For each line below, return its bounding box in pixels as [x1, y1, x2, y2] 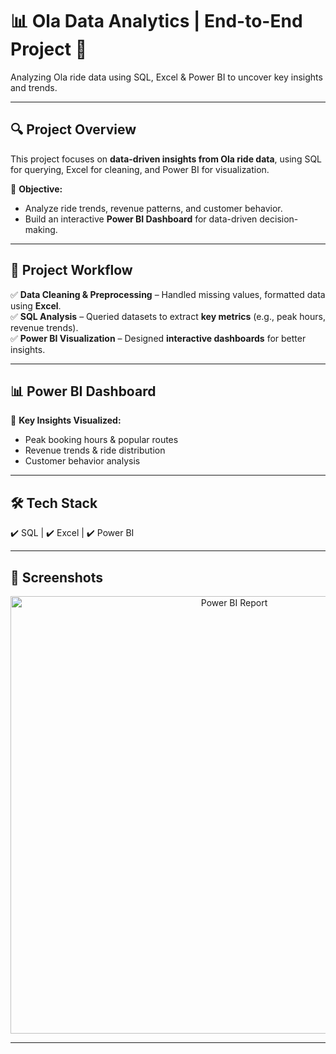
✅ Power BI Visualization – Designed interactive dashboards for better [10, 332, 307, 344]
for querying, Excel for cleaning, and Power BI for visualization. [10, 163, 270, 175]
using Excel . [10, 299, 62, 312]
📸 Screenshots [10, 569, 104, 586]
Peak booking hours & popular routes [24, 434, 179, 446]
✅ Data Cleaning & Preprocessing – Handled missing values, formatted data [10, 288, 326, 300]
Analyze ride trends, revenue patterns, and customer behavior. [24, 202, 283, 214]
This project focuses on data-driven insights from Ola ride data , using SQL [10, 153, 323, 165]
